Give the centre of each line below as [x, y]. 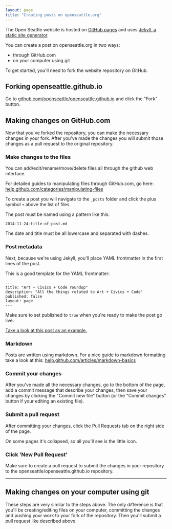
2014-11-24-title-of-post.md [36, 224]
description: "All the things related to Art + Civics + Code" [74, 292]
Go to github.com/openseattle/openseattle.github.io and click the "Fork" [81, 99]
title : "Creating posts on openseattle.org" [53, 15]
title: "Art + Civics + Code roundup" [47, 287]
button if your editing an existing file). [45, 401]
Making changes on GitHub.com [58, 121]
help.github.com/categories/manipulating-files [54, 189]
